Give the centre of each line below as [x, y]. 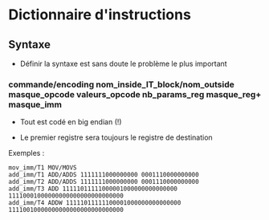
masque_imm [35, 104]
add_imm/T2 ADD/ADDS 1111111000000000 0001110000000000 [104, 182]
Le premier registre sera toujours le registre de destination [116, 137]
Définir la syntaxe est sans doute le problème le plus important [123, 63]
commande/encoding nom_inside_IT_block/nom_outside [121, 84]
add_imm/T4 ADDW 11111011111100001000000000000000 [95, 203]
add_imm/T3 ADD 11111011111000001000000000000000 [93, 189]
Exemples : [26, 153]
